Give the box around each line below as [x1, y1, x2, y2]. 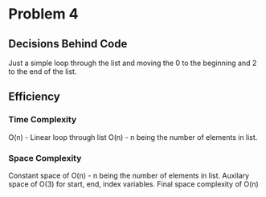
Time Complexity [8, 114, 77, 125]
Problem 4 [8, 5, 79, 23]
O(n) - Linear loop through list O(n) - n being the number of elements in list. [8, 132, 258, 142]
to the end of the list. [8, 67, 77, 76]
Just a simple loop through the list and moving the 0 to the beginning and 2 [8, 58, 257, 68]
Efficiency [8, 90, 60, 104]
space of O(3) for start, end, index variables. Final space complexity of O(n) [8, 179, 259, 189]
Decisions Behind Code [8, 37, 128, 51]
